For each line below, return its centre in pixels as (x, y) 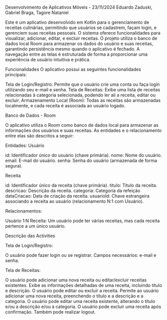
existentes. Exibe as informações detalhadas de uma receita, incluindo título (84, 285)
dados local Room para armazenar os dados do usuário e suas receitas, (79, 44)
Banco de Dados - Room (31, 115)
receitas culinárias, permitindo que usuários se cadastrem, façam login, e (81, 28)
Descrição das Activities (30, 236)
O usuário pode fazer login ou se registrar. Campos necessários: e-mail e (81, 255)
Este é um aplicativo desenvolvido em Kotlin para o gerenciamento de (77, 22)
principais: (16, 74)
